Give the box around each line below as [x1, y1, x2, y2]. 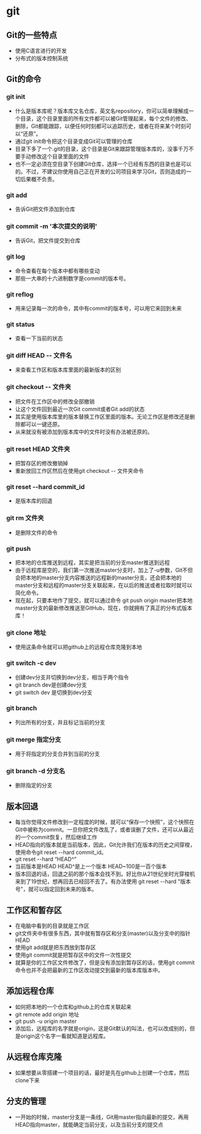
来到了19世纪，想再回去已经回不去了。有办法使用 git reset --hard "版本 [14, 878, 191, 886]
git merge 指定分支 [6, 735, 62, 744]
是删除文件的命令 [14, 529, 58, 536]
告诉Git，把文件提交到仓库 [14, 237, 81, 244]
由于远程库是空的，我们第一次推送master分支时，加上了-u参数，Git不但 [14, 566, 193, 573]
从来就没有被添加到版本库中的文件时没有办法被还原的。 [14, 428, 153, 435]
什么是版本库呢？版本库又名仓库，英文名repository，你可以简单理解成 [14, 107, 189, 115]
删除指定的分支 [14, 782, 53, 789]
